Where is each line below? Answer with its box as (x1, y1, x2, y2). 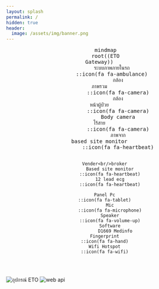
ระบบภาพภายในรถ (93, 64, 130, 72)
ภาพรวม (91, 83, 108, 90)
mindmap (94, 47, 117, 54)
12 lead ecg (95, 177, 125, 183)
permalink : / (6, 14, 38, 20)
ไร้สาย (93, 119, 105, 126)
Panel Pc (93, 192, 115, 198)
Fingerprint (89, 233, 119, 239)
